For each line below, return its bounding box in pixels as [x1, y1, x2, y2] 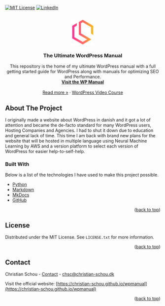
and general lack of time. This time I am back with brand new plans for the [5, 133, 156, 139]
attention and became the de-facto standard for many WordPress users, [5, 122, 152, 128]
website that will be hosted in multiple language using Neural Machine [5, 138, 147, 144]
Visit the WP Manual [61, 79, 104, 85]
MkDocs [12, 192, 30, 198]
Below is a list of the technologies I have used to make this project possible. [5, 172, 159, 178]
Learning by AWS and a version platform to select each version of [5, 143, 139, 149]
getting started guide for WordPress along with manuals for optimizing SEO [6, 69, 159, 75]
